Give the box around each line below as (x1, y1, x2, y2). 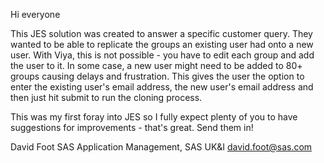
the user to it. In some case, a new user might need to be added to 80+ (10, 60, 303, 71)
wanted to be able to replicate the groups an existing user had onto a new (10, 39, 314, 50)
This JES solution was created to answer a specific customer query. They (10, 28, 313, 39)
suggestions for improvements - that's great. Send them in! (10, 122, 254, 133)
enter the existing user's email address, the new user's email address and (10, 81, 314, 93)
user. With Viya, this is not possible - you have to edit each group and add (10, 49, 315, 61)
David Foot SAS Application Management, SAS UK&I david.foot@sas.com (10, 141, 313, 153)
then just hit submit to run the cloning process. (10, 92, 203, 103)
